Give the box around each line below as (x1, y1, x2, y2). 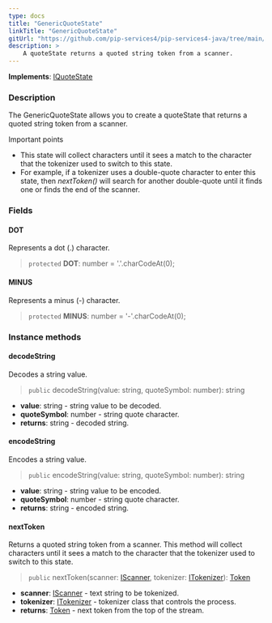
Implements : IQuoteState (8, 72, 93, 81)
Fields (8, 205, 33, 216)
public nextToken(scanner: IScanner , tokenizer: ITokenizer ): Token (28, 573, 251, 582)
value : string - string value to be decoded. (19, 400, 162, 410)
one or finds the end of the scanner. (19, 185, 140, 194)
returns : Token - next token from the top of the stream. (19, 605, 205, 616)
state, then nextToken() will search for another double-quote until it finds (19, 176, 263, 186)
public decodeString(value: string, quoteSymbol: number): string (28, 385, 245, 395)
